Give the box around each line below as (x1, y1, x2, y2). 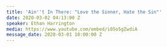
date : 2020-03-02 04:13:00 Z (6, 15, 80, 21)
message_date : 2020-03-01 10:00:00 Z (6, 32, 102, 38)
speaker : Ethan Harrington (6, 20, 75, 26)
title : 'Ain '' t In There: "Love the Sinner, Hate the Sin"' (6, 9, 163, 15)
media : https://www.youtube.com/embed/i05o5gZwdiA (6, 26, 138, 32)
